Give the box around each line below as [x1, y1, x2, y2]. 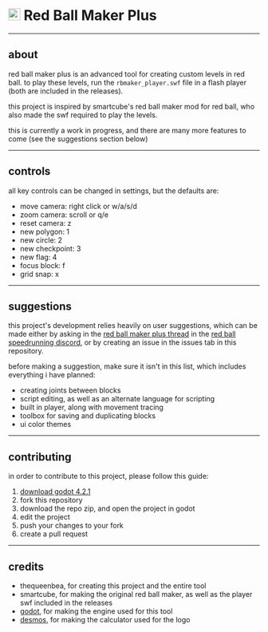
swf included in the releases [19, 598, 113, 607]
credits [8, 559, 45, 573]
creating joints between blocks [19, 385, 121, 395]
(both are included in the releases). [8, 86, 124, 96]
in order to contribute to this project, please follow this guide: [8, 472, 209, 481]
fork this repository [19, 496, 83, 505]
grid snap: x [19, 269, 60, 278]
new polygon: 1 [19, 227, 70, 236]
